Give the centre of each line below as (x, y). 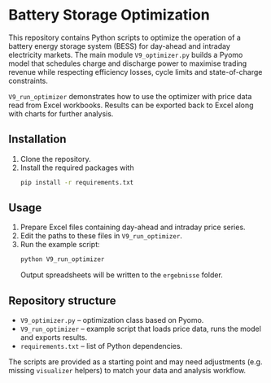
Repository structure (62, 300)
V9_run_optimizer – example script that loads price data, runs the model (141, 329)
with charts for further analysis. (61, 113)
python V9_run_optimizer (62, 259)
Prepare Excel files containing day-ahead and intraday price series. (133, 227)
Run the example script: (60, 245)
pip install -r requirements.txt (77, 182)
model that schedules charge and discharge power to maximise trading (128, 63)
